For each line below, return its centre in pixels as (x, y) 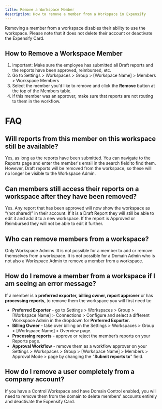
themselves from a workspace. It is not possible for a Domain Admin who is (80, 256)
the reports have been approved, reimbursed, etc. (62, 70)
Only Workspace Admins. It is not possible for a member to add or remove (79, 250)
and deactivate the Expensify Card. (40, 401)
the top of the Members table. (42, 91)
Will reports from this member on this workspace (81, 139)
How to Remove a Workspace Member (64, 53)
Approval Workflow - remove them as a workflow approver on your (80, 346)
